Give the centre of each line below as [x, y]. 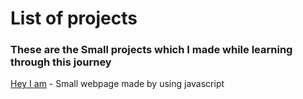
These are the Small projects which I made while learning [151, 50]
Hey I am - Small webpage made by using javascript [117, 84]
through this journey [61, 62]
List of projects [74, 18]
